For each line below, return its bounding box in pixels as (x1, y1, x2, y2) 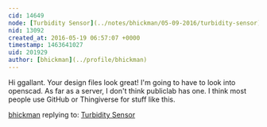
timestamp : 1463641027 (8, 41, 83, 49)
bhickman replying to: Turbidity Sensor (8, 110, 136, 119)
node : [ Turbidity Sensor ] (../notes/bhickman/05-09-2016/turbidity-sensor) (8, 19, 261, 27)
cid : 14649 (8, 11, 44, 20)
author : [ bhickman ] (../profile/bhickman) (8, 56, 148, 64)
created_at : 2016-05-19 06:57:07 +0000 (8, 33, 141, 42)
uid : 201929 (8, 48, 48, 56)
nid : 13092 (8, 26, 44, 34)
